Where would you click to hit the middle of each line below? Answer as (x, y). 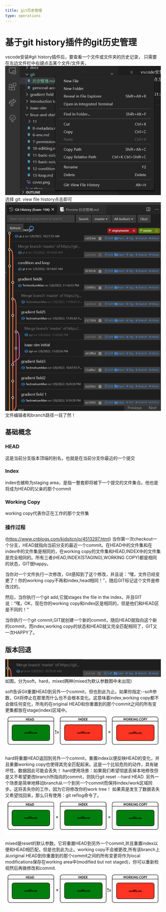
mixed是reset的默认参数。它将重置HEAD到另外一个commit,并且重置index (80, 843)
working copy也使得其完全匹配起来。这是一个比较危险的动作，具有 (86, 764)
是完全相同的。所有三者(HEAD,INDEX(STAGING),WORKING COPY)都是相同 (81, 558)
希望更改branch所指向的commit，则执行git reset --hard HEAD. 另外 (86, 777)
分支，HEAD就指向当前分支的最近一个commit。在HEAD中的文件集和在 (81, 545)
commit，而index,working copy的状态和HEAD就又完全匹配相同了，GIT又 (83, 626)
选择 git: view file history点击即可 (39, 199)
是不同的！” (17, 610)
